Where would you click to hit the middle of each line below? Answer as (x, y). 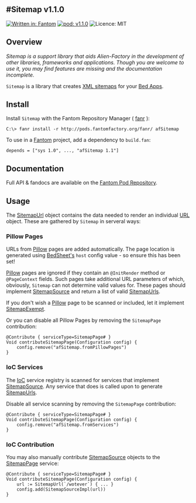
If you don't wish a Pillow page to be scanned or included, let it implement (95, 303)
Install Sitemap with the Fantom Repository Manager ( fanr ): (78, 119)
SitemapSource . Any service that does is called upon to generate (84, 386)
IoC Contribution (30, 445)
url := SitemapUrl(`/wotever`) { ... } (65, 484)
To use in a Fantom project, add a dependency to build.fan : (78, 140)
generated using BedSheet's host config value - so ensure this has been (93, 255)
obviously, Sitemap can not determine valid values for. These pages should (96, 285)
